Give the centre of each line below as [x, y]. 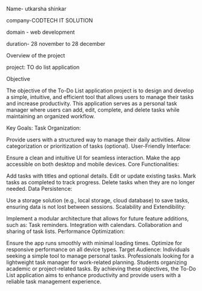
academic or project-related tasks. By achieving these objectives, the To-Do [101, 269]
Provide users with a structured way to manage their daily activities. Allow [98, 139]
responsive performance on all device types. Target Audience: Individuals [98, 249]
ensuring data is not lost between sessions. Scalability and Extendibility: [96, 207]
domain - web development [41, 32]
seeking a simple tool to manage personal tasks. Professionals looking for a [100, 256]
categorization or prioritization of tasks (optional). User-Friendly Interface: [99, 146]
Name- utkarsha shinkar [36, 9]
